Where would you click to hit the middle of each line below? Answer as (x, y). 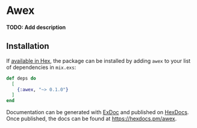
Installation (28, 46)
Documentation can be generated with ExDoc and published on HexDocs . (98, 112)
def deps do (21, 78)
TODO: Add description (36, 27)
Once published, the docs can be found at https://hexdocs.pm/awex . (92, 119)
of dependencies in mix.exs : (41, 67)
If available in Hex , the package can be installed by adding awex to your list (98, 60)
